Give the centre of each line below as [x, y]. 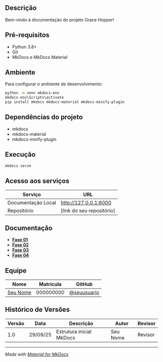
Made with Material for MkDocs [37, 354]
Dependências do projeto [44, 117]
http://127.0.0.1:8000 [86, 203]
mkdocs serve [18, 166]
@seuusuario [84, 292]
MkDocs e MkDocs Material [40, 57]
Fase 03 [20, 250]
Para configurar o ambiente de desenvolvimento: [54, 84]
